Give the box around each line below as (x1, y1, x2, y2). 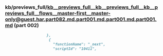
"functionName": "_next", (53, 42, 106, 47)
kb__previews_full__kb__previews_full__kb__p (47, 4, 158, 11)
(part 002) (14, 22, 39, 28)
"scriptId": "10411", (53, 46, 97, 51)
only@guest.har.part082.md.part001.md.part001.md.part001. (5, 16, 157, 23)
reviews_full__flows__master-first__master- (5, 10, 111, 16)
